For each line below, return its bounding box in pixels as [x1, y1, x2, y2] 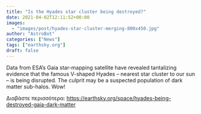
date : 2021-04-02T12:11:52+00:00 [6, 14, 90, 20]
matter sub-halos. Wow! [6, 83, 66, 90]
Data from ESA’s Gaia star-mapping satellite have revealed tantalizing [6, 64, 177, 71]
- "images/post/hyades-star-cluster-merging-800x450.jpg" [11, 25, 160, 32]
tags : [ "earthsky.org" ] [6, 42, 66, 48]
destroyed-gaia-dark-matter [6, 101, 76, 108]
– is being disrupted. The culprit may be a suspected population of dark [6, 76, 183, 84]
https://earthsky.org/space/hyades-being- [66, 94, 172, 101]
